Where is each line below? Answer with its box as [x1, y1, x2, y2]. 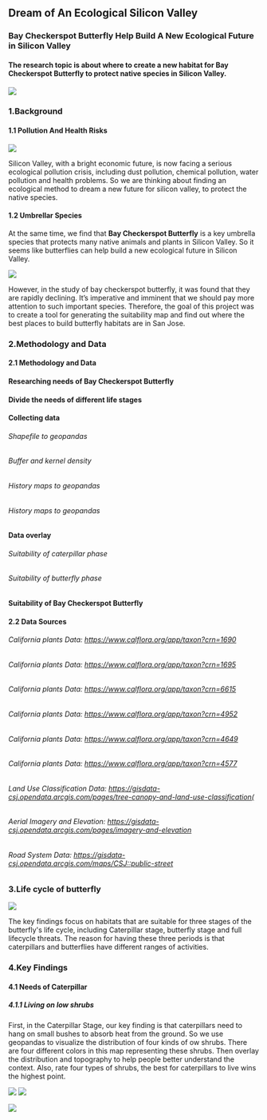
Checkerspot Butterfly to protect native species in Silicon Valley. [8, 68, 227, 78]
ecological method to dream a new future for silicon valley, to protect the [8, 184, 247, 193]
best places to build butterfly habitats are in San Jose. [8, 318, 186, 328]
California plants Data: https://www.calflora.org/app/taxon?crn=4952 [8, 709, 238, 719]
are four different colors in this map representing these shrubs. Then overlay [8, 1046, 259, 1055]
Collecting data [8, 413, 61, 423]
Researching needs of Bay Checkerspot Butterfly [8, 376, 174, 386]
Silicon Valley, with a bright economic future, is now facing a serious [8, 158, 233, 168]
